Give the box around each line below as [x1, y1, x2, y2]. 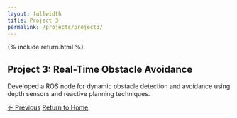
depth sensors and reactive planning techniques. [7, 90, 150, 98]
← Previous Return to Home [7, 103, 89, 112]
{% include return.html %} [7, 43, 84, 52]
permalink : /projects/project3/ [7, 23, 103, 30]
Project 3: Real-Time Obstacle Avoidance [7, 63, 193, 75]
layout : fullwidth [7, 10, 62, 18]
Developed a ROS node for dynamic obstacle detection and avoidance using [7, 82, 231, 90]
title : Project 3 [7, 17, 59, 24]
